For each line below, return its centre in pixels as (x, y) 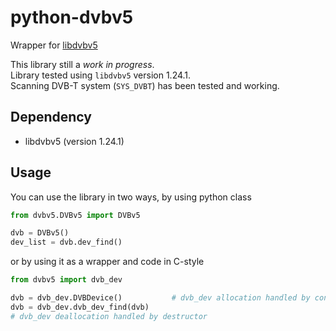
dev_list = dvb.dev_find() (66, 242)
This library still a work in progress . (82, 64)
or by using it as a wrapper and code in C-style (107, 262)
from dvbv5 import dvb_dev (66, 280)
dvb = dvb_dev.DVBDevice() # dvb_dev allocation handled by (160, 298)
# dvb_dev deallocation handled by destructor (109, 316)
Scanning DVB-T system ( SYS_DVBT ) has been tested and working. (145, 85)
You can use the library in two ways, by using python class (131, 197)
